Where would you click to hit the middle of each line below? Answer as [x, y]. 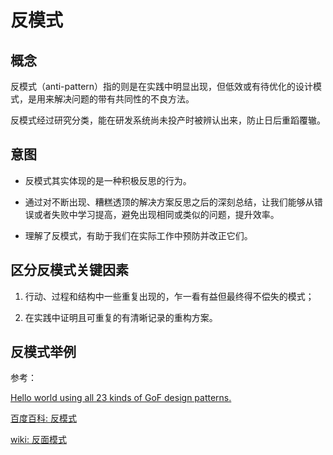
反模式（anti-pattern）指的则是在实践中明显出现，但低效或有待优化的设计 [162, 86]
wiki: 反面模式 [38, 440]
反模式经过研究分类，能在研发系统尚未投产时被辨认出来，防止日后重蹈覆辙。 [168, 120]
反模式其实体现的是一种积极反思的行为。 [108, 180]
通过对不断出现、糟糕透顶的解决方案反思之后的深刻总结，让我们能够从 [169, 202]
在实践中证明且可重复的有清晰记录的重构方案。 [121, 317]
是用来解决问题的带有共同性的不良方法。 [111, 99]
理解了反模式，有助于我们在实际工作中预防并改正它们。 [138, 235]
